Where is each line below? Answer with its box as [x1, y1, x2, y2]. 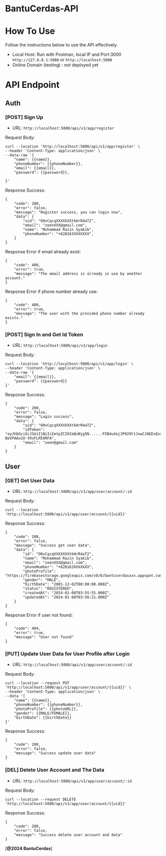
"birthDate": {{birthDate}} [14, 715, 72, 720]
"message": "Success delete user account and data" [14, 832, 123, 837]
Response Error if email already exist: [5, 249, 81, 254]
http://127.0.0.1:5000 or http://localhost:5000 [12, 57, 113, 63]
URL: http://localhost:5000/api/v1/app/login [12, 342, 108, 348]
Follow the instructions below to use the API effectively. [5, 42, 118, 48]
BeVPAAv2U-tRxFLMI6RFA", [5, 436, 56, 441]
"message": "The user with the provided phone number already [14, 311, 145, 316]
